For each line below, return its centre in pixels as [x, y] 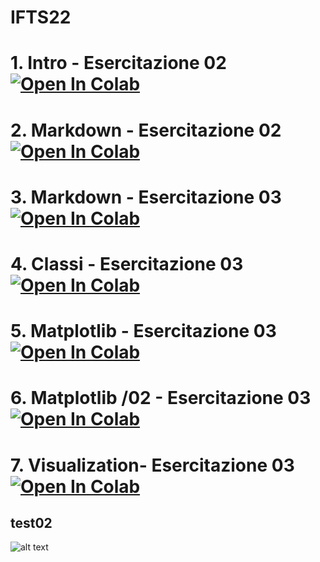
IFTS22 [41, 17]
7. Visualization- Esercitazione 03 [152, 465]
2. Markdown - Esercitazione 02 [146, 130]
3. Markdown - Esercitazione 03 [146, 197]
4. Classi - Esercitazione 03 [127, 263]
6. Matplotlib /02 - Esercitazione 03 [161, 398]
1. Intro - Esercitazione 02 [118, 63]
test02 [31, 522]
